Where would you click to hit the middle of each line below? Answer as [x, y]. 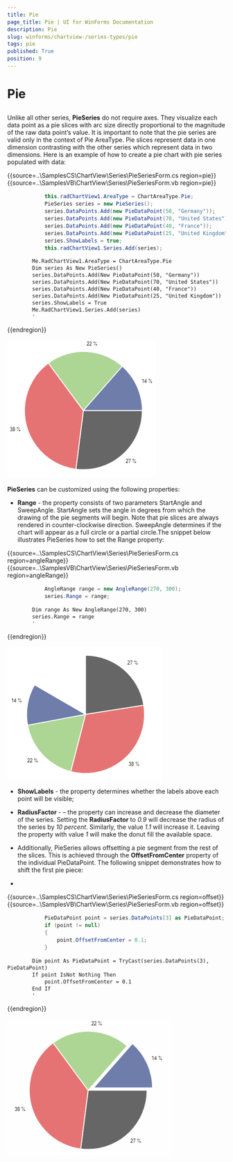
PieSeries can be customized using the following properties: [94, 490]
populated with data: [36, 162]
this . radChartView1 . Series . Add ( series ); [103, 248]
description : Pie [32, 29]
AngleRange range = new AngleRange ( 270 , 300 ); [113, 589]
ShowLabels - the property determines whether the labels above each [118, 791]
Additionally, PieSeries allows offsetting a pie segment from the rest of [118, 848]
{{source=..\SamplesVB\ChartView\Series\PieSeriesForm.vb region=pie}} [112, 183]
